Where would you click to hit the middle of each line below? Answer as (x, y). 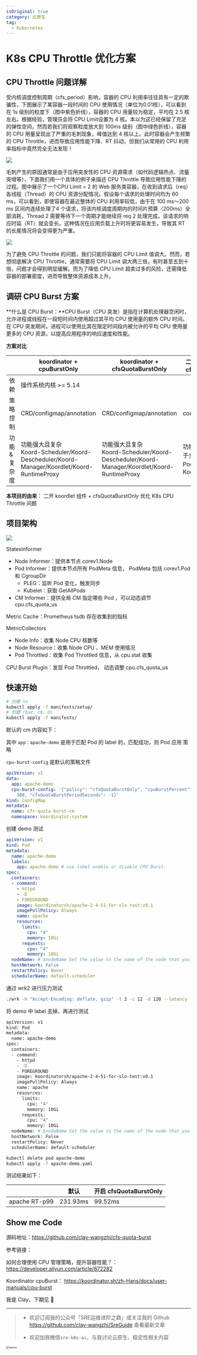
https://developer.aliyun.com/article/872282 (60, 1269)
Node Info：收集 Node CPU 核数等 (56, 640)
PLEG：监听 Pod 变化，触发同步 (62, 583)
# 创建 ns (17, 701)
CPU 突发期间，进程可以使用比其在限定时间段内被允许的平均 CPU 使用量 (100, 327)
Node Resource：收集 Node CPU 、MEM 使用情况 (75, 647)
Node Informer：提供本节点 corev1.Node (64, 561)
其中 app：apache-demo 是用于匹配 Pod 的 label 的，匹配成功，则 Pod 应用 (94, 742)
